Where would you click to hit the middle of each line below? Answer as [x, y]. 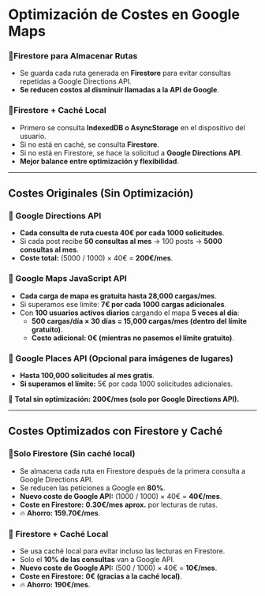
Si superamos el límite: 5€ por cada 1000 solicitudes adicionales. [126, 384]
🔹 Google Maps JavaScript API [68, 279]
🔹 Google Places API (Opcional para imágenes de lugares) [121, 358]
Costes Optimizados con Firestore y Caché [116, 431]
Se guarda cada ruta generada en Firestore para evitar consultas [125, 73]
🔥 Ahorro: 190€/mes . [55, 585]
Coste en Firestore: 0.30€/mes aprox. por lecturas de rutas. [119, 504]
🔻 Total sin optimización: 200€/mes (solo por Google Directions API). [124, 399]
